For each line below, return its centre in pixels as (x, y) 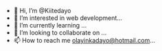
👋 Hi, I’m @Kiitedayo (42, 11)
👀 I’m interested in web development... (68, 18)
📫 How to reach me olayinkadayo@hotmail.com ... (84, 40)
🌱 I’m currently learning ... (50, 25)
